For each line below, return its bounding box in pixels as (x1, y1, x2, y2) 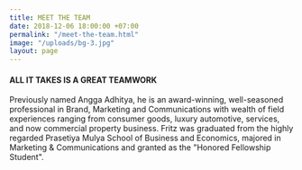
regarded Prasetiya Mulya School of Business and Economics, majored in (9, 132, 281, 144)
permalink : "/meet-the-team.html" (9, 30, 140, 39)
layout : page (9, 47, 59, 56)
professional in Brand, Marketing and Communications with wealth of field (9, 104, 285, 115)
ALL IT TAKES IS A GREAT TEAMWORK (9, 74, 158, 85)
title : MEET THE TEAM (9, 13, 91, 22)
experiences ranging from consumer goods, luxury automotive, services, (9, 113, 280, 124)
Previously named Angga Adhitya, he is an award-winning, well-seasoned (9, 94, 284, 105)
